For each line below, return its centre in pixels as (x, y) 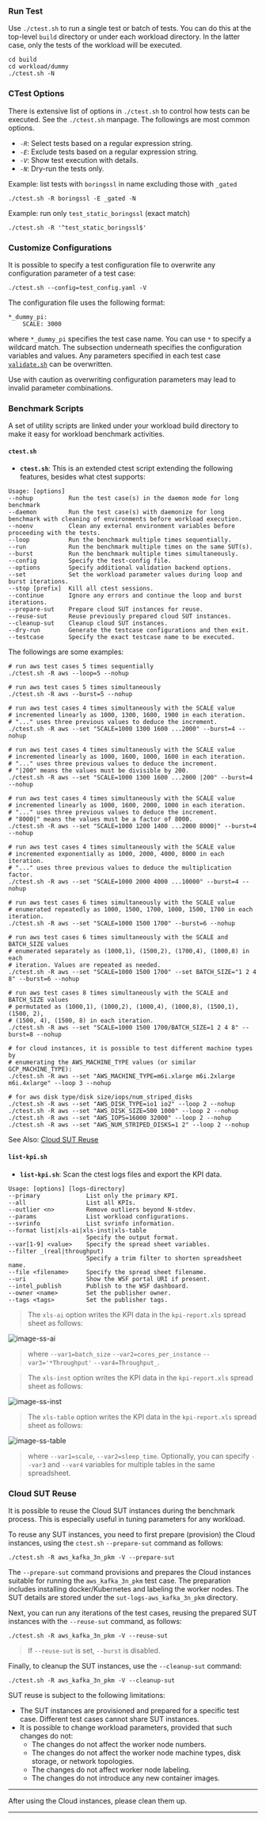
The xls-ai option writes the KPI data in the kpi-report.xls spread (137, 1315)
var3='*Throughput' (60, 1363)
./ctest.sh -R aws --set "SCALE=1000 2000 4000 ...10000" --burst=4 (123, 882)
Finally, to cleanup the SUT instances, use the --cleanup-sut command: (125, 1665)
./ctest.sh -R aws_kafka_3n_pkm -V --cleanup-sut (92, 1680)
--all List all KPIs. (72, 1203)
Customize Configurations (60, 248)
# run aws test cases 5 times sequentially (81, 667)
